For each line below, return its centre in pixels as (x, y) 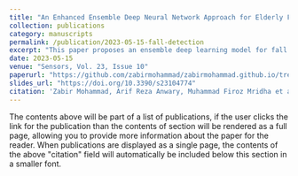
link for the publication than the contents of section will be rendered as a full (148, 126)
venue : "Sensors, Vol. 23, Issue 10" (79, 67)
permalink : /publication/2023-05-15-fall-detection (106, 42)
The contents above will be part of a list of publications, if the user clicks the (149, 117)
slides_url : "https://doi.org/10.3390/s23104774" (103, 83)
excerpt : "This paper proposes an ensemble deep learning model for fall (149, 50)
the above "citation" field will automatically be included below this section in (148, 154)
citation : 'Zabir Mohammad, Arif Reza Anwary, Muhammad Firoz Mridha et (146, 91)
